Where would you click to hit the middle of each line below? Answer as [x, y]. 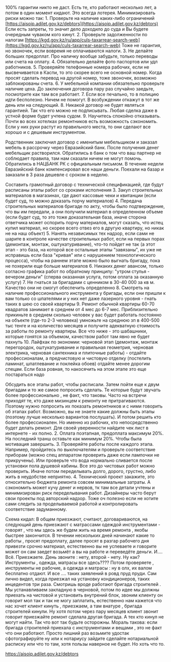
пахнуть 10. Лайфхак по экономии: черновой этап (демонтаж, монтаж [82, 342]
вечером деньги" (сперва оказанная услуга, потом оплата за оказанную [84, 277]
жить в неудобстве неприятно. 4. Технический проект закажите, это [80, 477]
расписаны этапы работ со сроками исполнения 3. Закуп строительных [84, 190]
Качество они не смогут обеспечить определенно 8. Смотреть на [77, 288]
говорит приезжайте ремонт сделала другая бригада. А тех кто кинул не [84, 617]
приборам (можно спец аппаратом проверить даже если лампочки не [82, 455]
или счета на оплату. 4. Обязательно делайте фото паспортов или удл [81, 62]
